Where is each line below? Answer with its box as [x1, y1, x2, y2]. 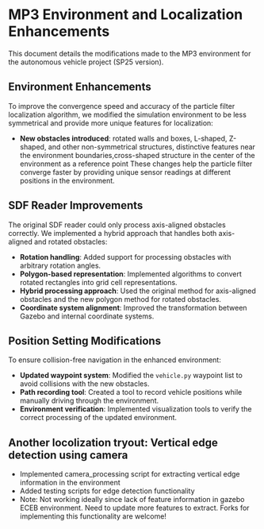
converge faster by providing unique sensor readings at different [19, 167, 231, 176]
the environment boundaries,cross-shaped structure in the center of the [19, 150, 255, 160]
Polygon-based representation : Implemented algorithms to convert [19, 268, 242, 279]
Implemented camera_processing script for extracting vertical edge [19, 469, 240, 479]
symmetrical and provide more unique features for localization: [8, 118, 214, 128]
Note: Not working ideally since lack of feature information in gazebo [19, 495, 245, 504]
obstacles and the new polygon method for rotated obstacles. [19, 294, 222, 303]
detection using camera [8, 448, 128, 461]
